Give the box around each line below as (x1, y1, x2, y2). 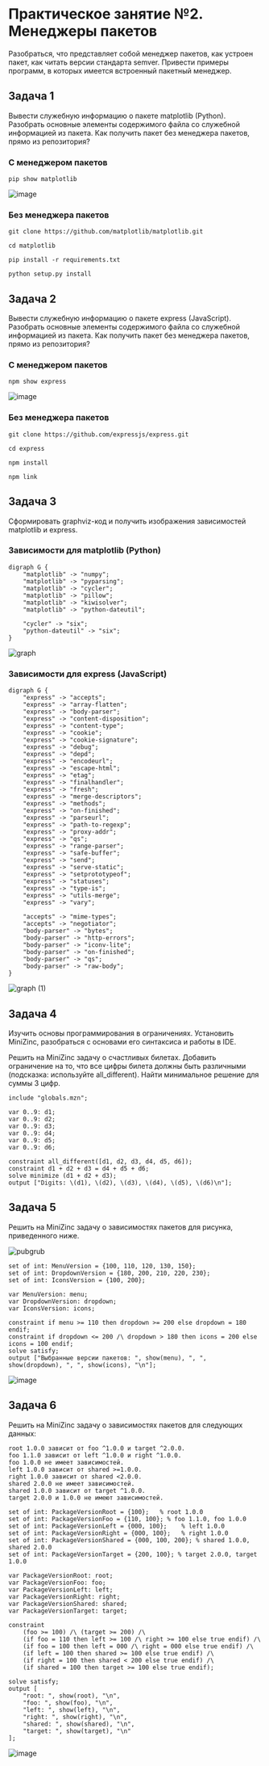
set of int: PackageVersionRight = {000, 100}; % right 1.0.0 (8, 1528, 229, 1537)
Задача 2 (8, 292, 56, 305)
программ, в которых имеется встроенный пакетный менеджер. (8, 65, 232, 75)
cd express (8, 444, 45, 452)
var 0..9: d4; (8, 1129, 56, 1137)
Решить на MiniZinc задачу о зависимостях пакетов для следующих (8, 1419, 243, 1430)
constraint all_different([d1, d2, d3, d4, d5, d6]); (8, 1157, 193, 1166)
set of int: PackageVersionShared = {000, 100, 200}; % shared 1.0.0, (8, 1536, 250, 1544)
